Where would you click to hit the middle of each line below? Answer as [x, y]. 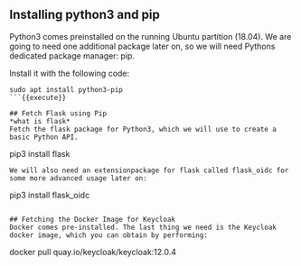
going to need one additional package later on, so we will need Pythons [142, 46]
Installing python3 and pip [85, 15]
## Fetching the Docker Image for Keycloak [93, 219]
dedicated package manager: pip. [72, 55]
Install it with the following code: [70, 73]
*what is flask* [40, 121]
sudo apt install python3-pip [66, 89]
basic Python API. [44, 137]
